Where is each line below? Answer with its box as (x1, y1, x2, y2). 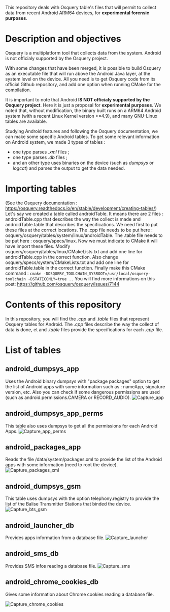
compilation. (5, 87, 31, 93)
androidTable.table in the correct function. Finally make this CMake (5, 264, 146, 271)
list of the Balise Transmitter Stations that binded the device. (5, 501, 131, 507)
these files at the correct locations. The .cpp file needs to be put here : (5, 227, 153, 233)
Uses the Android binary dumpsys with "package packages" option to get (5, 378, 160, 384)
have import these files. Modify (5, 243, 71, 249)
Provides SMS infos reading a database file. (5, 563, 97, 569)
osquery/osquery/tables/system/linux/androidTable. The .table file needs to (5, 232, 163, 238)
